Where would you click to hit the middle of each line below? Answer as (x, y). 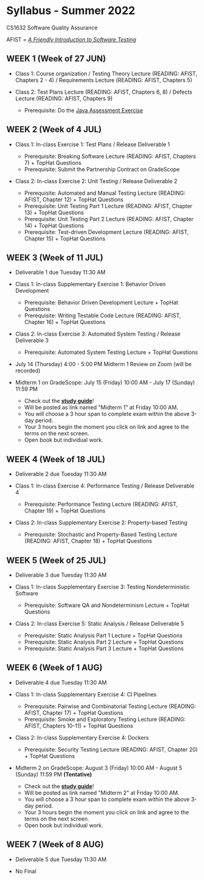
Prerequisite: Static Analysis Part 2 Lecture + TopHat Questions (104, 642)
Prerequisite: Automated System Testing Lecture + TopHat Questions (111, 352)
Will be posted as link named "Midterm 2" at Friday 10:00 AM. (102, 792)
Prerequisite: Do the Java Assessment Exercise (84, 110)
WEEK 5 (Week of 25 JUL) (56, 560)
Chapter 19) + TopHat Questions (65, 511)
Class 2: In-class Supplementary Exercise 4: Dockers (82, 737)
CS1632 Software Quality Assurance (52, 28)
